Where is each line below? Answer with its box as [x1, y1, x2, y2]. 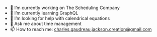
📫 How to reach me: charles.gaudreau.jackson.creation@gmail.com [10, 26, 152, 32]
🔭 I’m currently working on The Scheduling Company [10, 5, 120, 10]
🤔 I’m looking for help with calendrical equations [10, 15, 110, 21]
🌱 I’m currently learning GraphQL [10, 10, 78, 16]
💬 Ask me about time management [10, 20, 82, 26]
